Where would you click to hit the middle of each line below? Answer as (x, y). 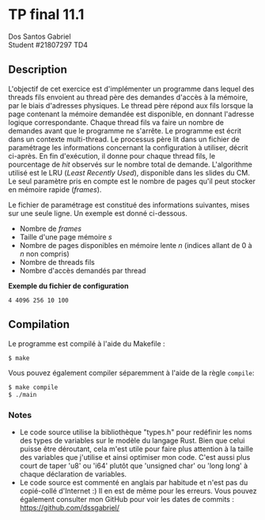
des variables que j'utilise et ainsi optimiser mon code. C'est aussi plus (135, 458)
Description (38, 70)
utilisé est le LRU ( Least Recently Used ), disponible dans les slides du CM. (129, 172)
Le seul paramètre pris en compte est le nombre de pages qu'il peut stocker (132, 181)
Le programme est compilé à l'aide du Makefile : (87, 343)
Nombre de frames (50, 228)
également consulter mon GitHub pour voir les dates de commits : (127, 499)
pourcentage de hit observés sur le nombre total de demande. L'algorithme (131, 164)
